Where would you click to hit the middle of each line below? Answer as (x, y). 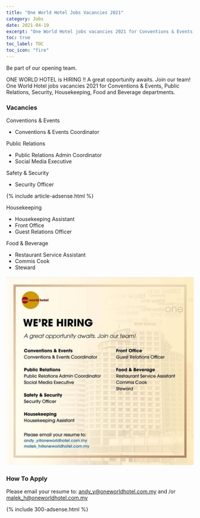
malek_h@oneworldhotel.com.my (47, 498)
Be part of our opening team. (42, 68)
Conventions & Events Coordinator (57, 132)
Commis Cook (32, 261)
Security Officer (35, 185)
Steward (25, 267)
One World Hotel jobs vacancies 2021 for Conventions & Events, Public (93, 86)
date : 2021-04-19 (28, 25)
